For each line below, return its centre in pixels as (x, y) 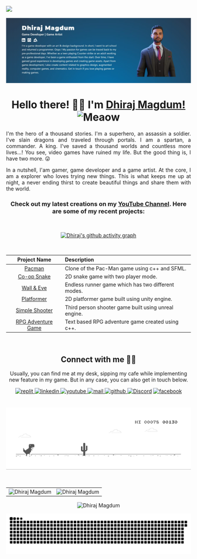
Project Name (34, 260)
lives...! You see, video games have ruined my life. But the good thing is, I (98, 152)
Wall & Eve (34, 287)
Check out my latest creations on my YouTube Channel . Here (98, 204)
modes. (74, 291)
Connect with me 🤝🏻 (98, 359)
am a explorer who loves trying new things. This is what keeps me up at (98, 176)
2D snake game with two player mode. (111, 276)
